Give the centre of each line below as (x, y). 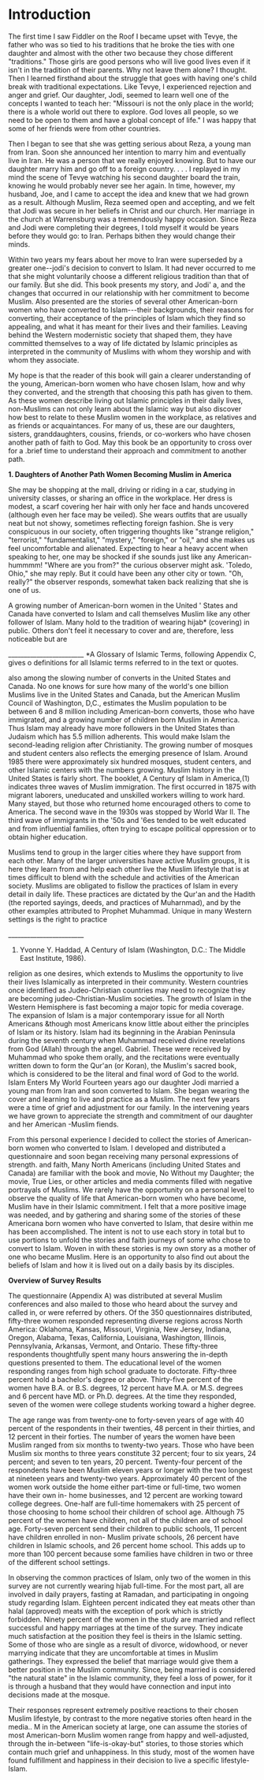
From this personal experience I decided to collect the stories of (112, 1139)
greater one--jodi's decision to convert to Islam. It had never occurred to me (132, 268)
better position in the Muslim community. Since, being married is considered (132, 1670)
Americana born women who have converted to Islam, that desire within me (131, 1223)
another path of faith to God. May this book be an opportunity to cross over (130, 442)
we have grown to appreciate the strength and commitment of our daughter (131, 1115)
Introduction (50, 15)
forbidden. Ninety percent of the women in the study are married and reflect (132, 1619)
